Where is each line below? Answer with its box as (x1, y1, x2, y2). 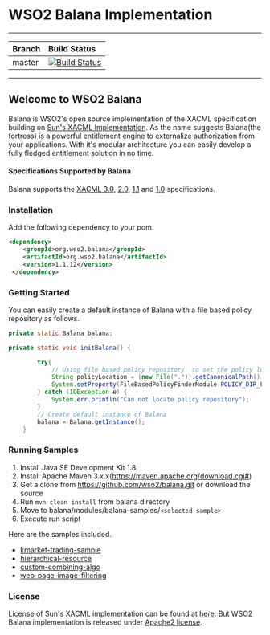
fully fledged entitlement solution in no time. (8, 148, 154, 157)
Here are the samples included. (8, 529, 112, 539)
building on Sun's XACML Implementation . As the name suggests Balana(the (8, 122, 261, 132)
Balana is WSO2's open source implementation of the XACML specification (8, 114, 257, 124)
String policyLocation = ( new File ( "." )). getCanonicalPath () (51, 373, 261, 381)
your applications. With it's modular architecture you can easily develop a (8, 139, 252, 149)
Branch (12, 43, 41, 54)
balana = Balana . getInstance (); (37, 417, 146, 426)
